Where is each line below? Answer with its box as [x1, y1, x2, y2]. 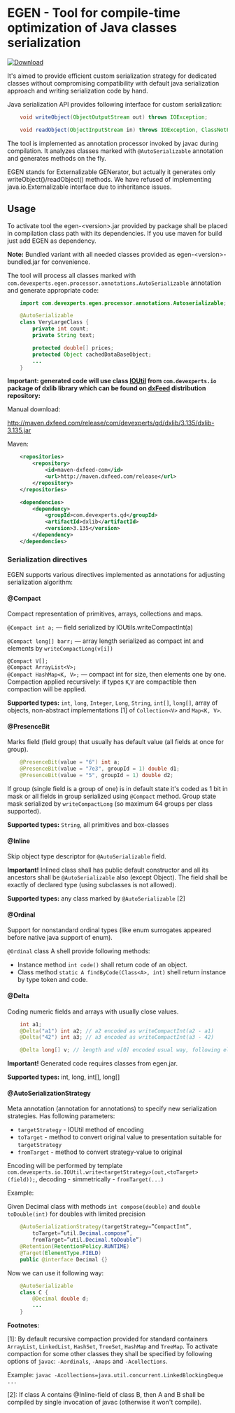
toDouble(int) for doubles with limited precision [7, 1209, 145, 1219]
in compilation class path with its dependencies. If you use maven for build [7, 229, 222, 237]
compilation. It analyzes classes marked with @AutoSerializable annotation [7, 146, 224, 155]
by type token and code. [17, 976, 88, 984]
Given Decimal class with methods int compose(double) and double [7, 1202, 201, 1211]
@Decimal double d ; [32, 1295, 90, 1303]
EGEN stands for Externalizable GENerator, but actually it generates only [7, 167, 215, 176]
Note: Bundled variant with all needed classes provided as [7, 250, 176, 258]
